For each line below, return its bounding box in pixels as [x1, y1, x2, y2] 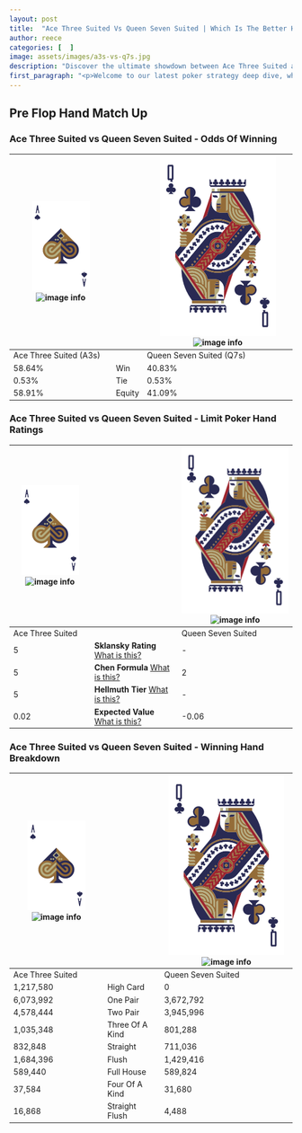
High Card [107, 982, 146, 993]
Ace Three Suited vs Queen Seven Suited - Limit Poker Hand [9, 412, 277, 425]
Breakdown [9, 752, 60, 765]
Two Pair [107, 1006, 140, 1017]
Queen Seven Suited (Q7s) [147, 350, 246, 361]
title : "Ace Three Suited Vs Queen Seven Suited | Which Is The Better [9, 23, 288, 33]
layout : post [9, 14, 58, 23]
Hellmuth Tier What [93, 684, 169, 695]
